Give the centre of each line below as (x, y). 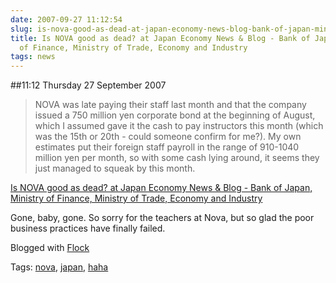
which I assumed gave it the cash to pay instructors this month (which (179, 126)
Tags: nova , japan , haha (59, 267)
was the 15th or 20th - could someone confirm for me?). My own (168, 137)
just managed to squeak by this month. (115, 168)
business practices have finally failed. (88, 228)
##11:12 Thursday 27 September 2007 (88, 85)
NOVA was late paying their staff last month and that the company (170, 105)
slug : (21, 29)
